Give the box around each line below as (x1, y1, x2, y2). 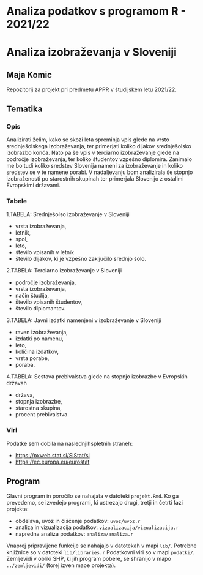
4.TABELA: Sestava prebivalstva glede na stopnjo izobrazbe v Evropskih (6, 373, 188, 380)
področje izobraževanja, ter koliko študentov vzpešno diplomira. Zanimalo (6, 155, 193, 163)
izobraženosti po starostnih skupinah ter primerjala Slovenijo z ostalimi (6, 175, 184, 182)
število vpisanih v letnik (15, 249, 75, 256)
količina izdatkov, (15, 348, 59, 356)
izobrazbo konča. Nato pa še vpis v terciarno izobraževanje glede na (6, 149, 179, 156)
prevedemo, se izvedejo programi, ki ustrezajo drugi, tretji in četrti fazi (6, 499, 183, 506)
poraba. (15, 361, 35, 369)
